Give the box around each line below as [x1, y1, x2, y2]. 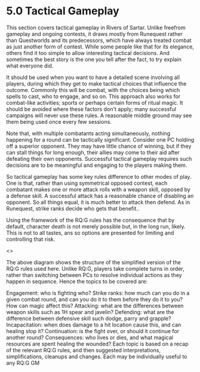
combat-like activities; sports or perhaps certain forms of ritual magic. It [6, 99, 183, 106]
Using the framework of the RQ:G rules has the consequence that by [6, 217, 175, 224]
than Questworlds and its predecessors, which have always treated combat [6, 36, 192, 44]
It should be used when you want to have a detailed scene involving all [6, 74, 180, 81]
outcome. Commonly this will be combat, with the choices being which [6, 86, 180, 93]
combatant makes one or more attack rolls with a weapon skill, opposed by [6, 185, 191, 193]
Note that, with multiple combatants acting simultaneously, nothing [6, 130, 171, 137]
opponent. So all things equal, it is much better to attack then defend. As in [6, 199, 190, 206]
